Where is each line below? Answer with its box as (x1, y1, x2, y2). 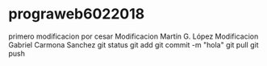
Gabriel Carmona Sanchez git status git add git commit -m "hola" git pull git (8, 39, 259, 49)
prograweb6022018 (8, 5, 145, 23)
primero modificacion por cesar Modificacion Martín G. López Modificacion (8, 31, 259, 41)
